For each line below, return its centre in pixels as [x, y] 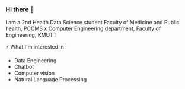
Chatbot [24, 67]
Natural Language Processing [50, 80]
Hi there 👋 [20, 9]
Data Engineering [35, 61]
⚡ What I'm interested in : [36, 47]
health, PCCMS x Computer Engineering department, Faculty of [83, 28]
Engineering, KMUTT [31, 35]
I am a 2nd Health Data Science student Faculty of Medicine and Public [92, 23]
